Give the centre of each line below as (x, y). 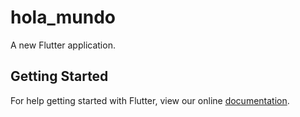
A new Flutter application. (63, 45)
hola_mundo (63, 17)
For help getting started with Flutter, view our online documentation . (150, 100)
